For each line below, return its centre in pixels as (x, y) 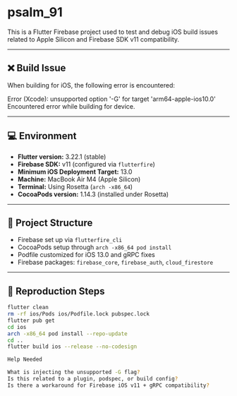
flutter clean (28, 308)
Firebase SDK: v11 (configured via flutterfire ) (86, 164)
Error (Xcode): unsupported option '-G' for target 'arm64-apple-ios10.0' (112, 99)
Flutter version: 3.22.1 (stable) (62, 157)
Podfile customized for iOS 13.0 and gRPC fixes (86, 255)
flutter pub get (31, 320)
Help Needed (25, 360)
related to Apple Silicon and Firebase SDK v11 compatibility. (93, 39)
